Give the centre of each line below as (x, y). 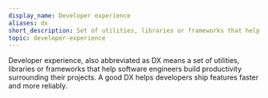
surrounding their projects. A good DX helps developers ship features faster (134, 77)
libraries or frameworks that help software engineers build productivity (125, 69)
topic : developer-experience (57, 38)
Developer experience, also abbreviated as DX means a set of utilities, (124, 61)
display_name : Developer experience (69, 16)
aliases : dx (28, 23)
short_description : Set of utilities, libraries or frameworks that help (134, 30)
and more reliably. (38, 86)
